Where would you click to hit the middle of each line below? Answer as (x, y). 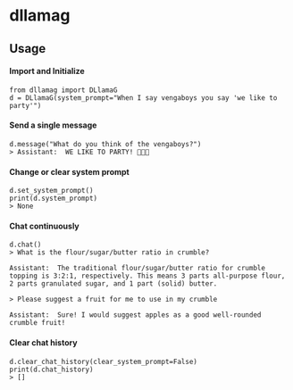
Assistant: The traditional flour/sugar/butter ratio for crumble (138, 269)
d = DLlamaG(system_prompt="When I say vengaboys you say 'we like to (143, 98)
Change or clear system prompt (69, 171)
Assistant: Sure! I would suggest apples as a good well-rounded (135, 315)
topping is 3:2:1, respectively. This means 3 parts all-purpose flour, (147, 276)
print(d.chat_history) (51, 369)
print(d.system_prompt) (54, 199)
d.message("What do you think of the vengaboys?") (105, 144)
